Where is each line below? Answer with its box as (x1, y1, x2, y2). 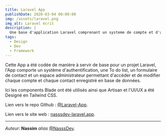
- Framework (9, 48, 35, 53)
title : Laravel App (5, 7, 45, 12)
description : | (5, 26, 37, 30)
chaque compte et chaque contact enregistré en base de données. (5, 77, 141, 83)
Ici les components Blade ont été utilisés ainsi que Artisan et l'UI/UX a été (5, 87, 155, 93)
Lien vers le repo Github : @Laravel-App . (5, 102, 88, 108)
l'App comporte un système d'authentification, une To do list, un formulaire (5, 67, 158, 73)
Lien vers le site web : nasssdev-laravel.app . (5, 111, 95, 117)
